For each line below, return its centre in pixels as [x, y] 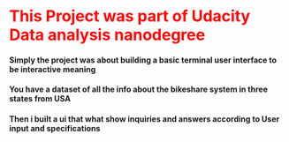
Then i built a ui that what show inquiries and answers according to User [144, 119]
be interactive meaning [53, 69]
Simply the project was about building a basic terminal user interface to [143, 60]
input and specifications [55, 128]
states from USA [40, 99]
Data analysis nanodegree [107, 35]
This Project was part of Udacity [130, 16]
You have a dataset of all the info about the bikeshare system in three [138, 89]
